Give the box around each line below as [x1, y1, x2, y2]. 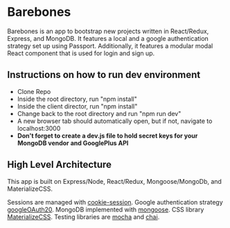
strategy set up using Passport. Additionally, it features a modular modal [7, 41, 213, 50]
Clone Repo [17, 87, 51, 95]
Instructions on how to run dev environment [7, 69, 201, 81]
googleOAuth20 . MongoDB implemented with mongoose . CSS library [7, 205, 204, 213]
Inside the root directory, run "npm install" [17, 95, 137, 103]
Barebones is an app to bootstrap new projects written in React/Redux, [7, 27, 209, 35]
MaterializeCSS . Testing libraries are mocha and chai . [7, 212, 160, 221]
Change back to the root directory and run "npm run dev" [17, 109, 182, 117]
